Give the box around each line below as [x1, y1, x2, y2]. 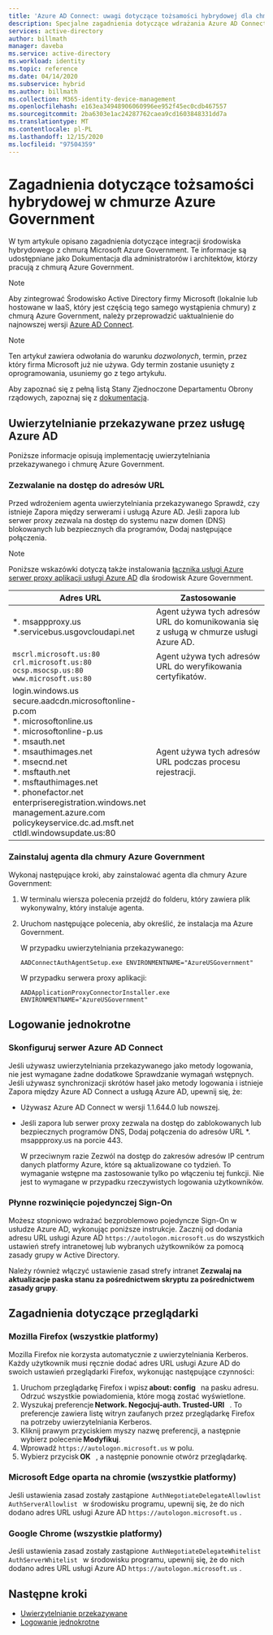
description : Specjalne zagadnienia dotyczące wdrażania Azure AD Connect [8, 19, 267, 28]
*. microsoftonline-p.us [12, 725, 103, 737]
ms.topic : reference [8, 65, 79, 73]
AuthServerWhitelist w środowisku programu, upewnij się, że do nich [8, 1555, 245, 1564]
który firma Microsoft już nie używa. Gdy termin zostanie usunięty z [8, 360, 236, 370]
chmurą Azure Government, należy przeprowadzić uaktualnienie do [8, 311, 234, 321]
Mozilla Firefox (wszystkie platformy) [8, 1331, 158, 1343]
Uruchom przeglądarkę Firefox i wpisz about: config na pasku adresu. [19, 1382, 259, 1392]
